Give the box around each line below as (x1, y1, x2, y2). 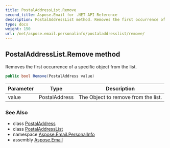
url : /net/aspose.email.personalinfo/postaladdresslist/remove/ (5, 31, 145, 36)
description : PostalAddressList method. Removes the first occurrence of (5, 17, 166, 22)
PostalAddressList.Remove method (5, 50, 120, 59)
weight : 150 (5, 27, 31, 32)
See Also (5, 109, 28, 116)
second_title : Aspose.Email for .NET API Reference (5, 12, 117, 17)
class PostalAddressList (12, 126, 63, 132)
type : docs (5, 21, 29, 27)
